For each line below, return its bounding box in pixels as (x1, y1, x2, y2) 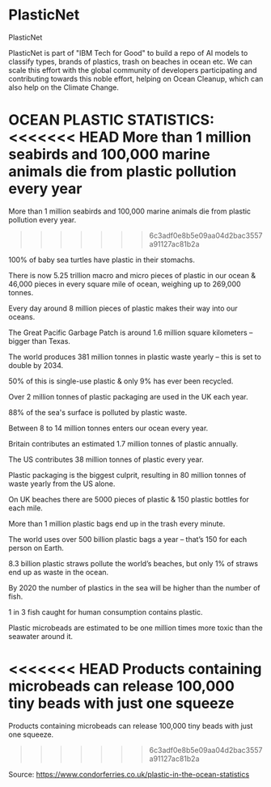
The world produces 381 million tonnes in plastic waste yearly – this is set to (8, 352, 261, 362)
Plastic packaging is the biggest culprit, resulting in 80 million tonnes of (8, 470, 247, 480)
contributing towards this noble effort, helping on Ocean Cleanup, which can (8, 74, 264, 83)
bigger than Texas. (8, 336, 71, 345)
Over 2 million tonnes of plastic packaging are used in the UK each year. (8, 391, 248, 401)
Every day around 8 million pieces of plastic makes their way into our (8, 303, 239, 313)
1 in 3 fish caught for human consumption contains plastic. (8, 607, 204, 616)
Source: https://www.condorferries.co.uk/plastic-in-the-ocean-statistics (8, 769, 250, 779)
